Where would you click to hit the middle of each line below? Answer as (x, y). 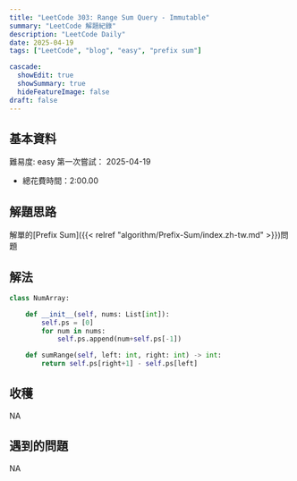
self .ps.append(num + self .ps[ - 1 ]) (119, 339)
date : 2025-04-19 (42, 42)
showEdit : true (46, 76)
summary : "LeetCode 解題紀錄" (63, 26)
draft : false (34, 100)
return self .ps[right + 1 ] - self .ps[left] (120, 364)
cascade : (25, 67)
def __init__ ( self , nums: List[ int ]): (98, 314)
